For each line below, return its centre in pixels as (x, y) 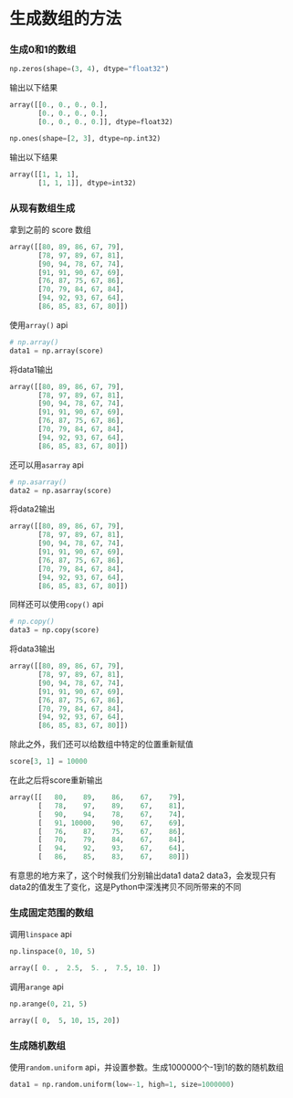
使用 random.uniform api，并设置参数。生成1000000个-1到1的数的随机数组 (147, 1067)
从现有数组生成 (42, 208)
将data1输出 (31, 369)
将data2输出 (32, 509)
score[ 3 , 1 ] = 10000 (49, 762)
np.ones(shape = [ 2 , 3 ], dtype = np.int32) (85, 138)
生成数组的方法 (66, 19)
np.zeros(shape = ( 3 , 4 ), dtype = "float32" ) (89, 69)
